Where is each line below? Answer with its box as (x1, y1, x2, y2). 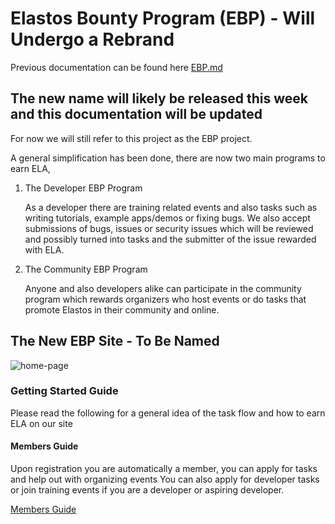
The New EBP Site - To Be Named (10, 333, 220, 350)
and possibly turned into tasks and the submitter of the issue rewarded (24, 233, 317, 245)
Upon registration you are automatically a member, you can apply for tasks (10, 463, 318, 475)
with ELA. (24, 243, 65, 256)
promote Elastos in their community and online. (24, 303, 220, 316)
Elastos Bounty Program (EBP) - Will (10, 7, 316, 30)
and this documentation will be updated (10, 106, 263, 123)
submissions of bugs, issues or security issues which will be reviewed (24, 222, 314, 234)
